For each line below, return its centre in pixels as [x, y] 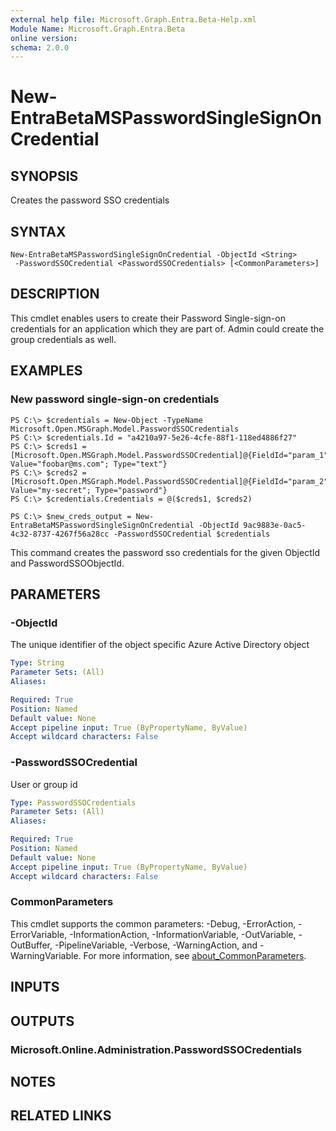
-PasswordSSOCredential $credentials [192, 534]
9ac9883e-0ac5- [275, 525]
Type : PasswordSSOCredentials [73, 802]
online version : [44, 38]
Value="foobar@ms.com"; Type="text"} [89, 464]
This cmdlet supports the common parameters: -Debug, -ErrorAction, [153, 923]
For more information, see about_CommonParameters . [195, 955]
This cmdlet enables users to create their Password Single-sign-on [148, 318]
